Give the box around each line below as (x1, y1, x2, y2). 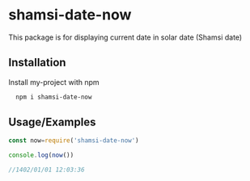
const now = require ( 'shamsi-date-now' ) (8, 137, 139, 145)
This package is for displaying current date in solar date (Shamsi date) (8, 32, 243, 42)
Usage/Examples (8, 116, 96, 129)
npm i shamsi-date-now (15, 93, 92, 101)
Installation (8, 56, 66, 69)
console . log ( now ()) (8, 151, 74, 159)
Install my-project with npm (8, 77, 100, 86)
